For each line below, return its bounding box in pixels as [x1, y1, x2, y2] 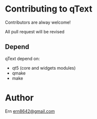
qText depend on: [5, 56, 40, 61]
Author [5, 92, 34, 103]
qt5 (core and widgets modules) [12, 65, 76, 71]
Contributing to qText [5, 3, 93, 15]
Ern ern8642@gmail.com [5, 108, 55, 114]
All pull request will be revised [5, 29, 65, 34]
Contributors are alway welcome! [5, 19, 71, 25]
